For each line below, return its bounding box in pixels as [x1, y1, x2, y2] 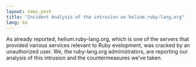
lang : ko [6, 19, 28, 25]
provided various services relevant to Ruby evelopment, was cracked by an [6, 42, 190, 49]
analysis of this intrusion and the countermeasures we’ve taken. [6, 54, 162, 62]
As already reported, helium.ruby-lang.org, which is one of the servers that [6, 36, 189, 43]
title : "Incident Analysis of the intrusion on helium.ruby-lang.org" [6, 14, 185, 20]
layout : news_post [6, 8, 52, 15]
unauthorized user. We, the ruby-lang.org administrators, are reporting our [6, 48, 188, 55]
